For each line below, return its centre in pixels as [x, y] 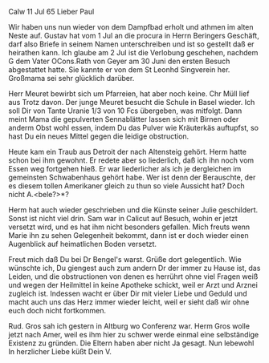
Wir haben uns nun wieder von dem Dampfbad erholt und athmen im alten [131, 27]
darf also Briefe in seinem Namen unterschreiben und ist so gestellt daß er [131, 44]
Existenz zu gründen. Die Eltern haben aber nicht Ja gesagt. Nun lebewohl [131, 343]
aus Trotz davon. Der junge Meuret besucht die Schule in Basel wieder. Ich [132, 102]
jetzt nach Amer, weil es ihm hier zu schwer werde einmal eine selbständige [134, 335]
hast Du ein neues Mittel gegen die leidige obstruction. [99, 136]
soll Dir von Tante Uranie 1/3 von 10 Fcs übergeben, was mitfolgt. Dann [125, 111]
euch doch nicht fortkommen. [57, 311]
